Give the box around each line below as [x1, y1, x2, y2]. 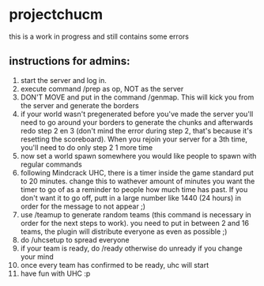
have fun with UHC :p [20, 269, 91, 278]
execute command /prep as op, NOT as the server [20, 84, 184, 93]
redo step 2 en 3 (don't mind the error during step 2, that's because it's [20, 126, 253, 135]
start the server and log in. [20, 75, 107, 85]
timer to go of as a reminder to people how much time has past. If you [20, 184, 248, 194]
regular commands [20, 160, 82, 169]
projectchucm [9, 6, 104, 24]
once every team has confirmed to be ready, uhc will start [20, 260, 209, 269]
